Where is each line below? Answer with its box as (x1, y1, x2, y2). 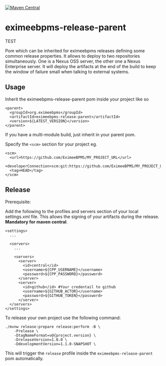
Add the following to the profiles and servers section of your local (5, 208, 138, 214)
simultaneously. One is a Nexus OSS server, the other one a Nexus (5, 58, 141, 64)
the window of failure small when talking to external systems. (5, 69, 129, 74)
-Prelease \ (14, 329, 39, 333)
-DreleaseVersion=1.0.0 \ (14, 337, 68, 342)
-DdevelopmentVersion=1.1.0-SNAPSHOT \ (14, 341, 96, 346)
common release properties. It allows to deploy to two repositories (5, 53, 140, 59)
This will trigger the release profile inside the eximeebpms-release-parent (5, 350, 153, 356)
